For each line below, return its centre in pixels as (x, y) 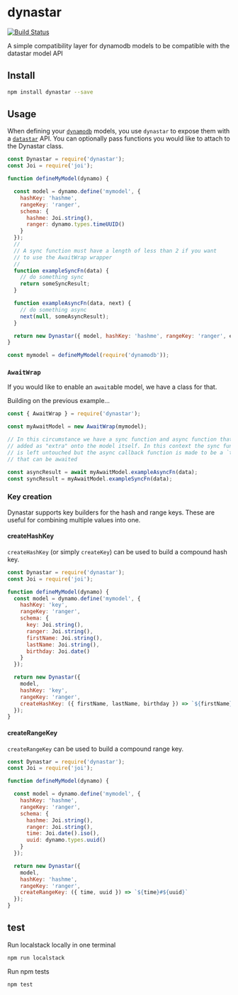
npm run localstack (36, 958)
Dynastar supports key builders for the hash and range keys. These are (111, 512)
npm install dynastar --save (50, 92)
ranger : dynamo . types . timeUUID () (75, 224)
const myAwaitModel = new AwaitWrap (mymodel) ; (77, 427)
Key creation (30, 497)
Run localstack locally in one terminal (62, 945)
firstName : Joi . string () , (64, 638)
